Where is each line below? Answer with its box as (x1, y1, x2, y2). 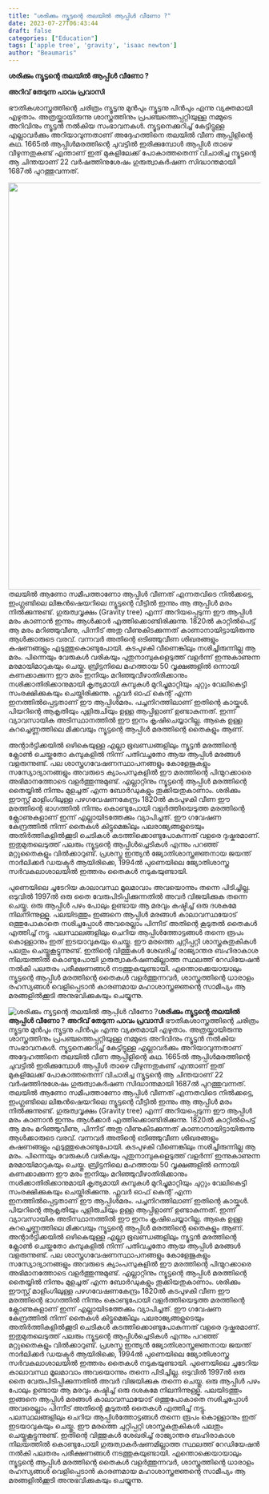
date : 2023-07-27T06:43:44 (8, 19, 98, 27)
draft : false (8, 26, 52, 34)
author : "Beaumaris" (8, 49, 78, 57)
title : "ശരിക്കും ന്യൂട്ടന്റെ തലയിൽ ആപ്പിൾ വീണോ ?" (8, 11, 171, 20)
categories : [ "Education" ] (8, 34, 98, 42)
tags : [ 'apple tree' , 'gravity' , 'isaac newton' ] (8, 42, 178, 50)
